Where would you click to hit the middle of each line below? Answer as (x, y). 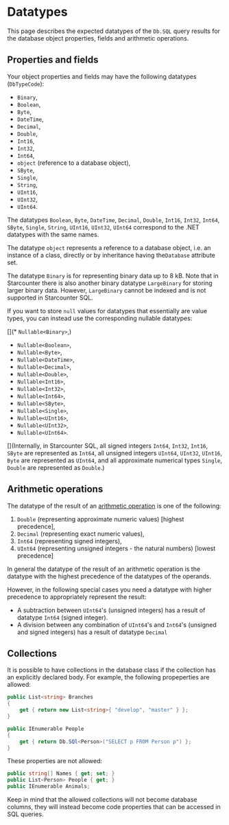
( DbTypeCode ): (26, 84)
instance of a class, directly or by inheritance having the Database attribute (111, 255)
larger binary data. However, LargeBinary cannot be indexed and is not (107, 290)
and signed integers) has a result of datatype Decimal (92, 632)
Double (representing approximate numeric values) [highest (100, 519)
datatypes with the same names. (53, 234)
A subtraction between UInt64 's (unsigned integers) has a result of (111, 610)
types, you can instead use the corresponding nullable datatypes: (100, 318)
